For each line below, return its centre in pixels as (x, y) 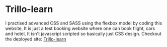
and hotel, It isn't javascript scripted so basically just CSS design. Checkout (83, 33)
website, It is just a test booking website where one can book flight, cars (80, 28)
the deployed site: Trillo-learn (36, 39)
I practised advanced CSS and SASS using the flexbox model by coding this (84, 23)
